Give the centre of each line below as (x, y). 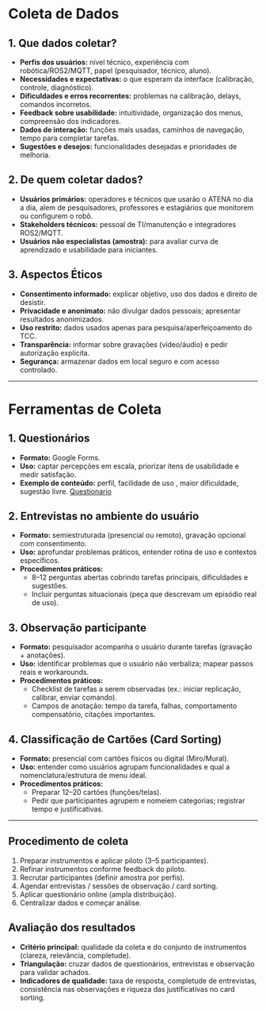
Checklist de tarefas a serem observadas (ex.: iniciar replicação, (136, 689)
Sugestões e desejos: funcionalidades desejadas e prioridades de (128, 146)
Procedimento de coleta (68, 841)
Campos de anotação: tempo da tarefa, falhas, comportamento (134, 706)
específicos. (40, 561)
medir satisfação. (48, 474)
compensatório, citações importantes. (93, 715)
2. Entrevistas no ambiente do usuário (104, 517)
